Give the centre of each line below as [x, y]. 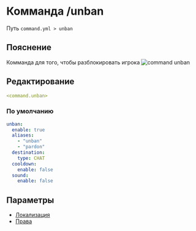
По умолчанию [30, 112]
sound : [20, 175]
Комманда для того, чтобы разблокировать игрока [73, 62]
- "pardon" [31, 147]
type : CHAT [31, 158]
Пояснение [29, 47]
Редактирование [40, 82]
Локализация [32, 215]
